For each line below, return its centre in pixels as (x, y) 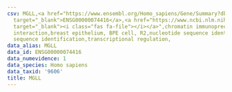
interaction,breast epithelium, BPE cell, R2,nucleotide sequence (111, 33)
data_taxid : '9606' (35, 71)
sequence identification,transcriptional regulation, (92, 39)
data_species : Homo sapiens (48, 65)
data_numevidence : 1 (37, 59)
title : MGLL (24, 78)
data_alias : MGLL (32, 46)
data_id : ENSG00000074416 (44, 53)
